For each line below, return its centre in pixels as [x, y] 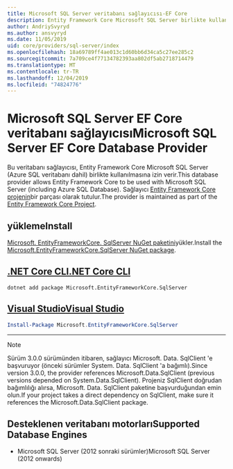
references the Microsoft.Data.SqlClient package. [78, 402]
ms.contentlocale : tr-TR [43, 71]
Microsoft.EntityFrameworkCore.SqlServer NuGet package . [92, 250]
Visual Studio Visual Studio [66, 309]
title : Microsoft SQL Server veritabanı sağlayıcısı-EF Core [97, 14]
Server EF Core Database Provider [107, 148]
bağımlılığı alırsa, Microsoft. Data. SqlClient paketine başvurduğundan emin [114, 387]
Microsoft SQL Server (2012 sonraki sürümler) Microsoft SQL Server [113, 452]
